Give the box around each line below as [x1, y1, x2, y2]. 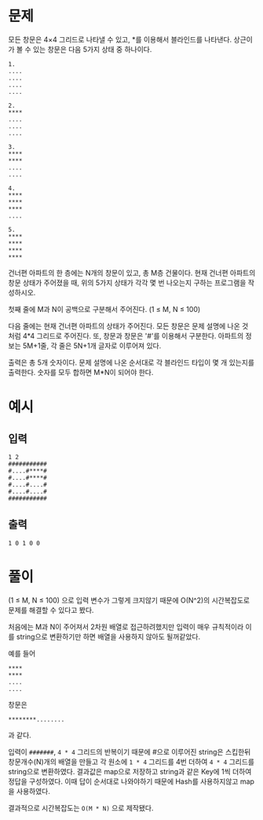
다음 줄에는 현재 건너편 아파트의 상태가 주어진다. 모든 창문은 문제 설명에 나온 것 [8, 321, 249, 331]
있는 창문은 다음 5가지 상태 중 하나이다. [32, 44, 152, 54]
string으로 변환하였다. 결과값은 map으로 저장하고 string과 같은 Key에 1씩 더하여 [8, 766, 252, 776]
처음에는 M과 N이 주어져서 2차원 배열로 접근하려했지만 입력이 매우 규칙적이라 [8, 621, 244, 631]
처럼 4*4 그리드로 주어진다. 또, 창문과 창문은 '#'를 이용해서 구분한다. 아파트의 [8, 331, 244, 340]
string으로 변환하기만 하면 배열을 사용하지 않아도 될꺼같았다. [16, 632, 201, 641]
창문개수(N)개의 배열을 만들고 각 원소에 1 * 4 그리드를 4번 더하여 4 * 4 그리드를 [8, 757, 255, 766]
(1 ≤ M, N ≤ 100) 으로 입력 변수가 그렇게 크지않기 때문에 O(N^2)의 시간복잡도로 [8, 596, 250, 605]
